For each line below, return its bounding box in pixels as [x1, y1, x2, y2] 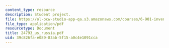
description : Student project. [5, 12, 71, 17]
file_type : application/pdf [5, 21, 64, 26]
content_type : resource [5, 7, 55, 12]
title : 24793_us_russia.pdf [5, 30, 64, 35]
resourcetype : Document [5, 26, 55, 31]
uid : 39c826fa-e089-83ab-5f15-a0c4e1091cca [5, 35, 98, 40]
